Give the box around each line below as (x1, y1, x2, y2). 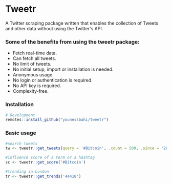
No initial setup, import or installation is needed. (12, 66, 114, 72)
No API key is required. (12, 83, 61, 89)
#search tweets (5, 141, 38, 146)
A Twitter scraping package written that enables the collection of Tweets (5, 20, 159, 26)
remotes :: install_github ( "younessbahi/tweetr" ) (5, 117, 109, 122)
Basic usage (5, 129, 37, 136)
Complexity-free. (12, 88, 49, 94)
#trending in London (5, 169, 50, 174)
